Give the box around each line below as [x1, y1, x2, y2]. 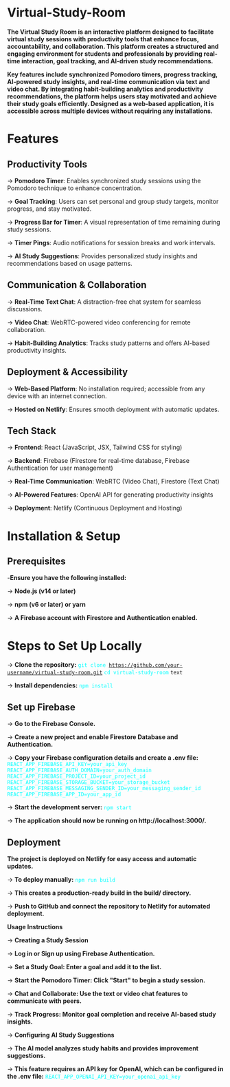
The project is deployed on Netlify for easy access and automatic [7, 854, 197, 862]
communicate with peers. [7, 997, 82, 1005]
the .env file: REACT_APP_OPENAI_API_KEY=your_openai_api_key [7, 1072, 181, 1080]
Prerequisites [7, 555, 66, 567]
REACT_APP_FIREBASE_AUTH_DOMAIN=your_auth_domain [7, 767, 152, 774]
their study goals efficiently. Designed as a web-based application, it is [7, 99, 214, 107]
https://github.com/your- [108, 662, 183, 669]
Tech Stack [7, 425, 56, 437]
